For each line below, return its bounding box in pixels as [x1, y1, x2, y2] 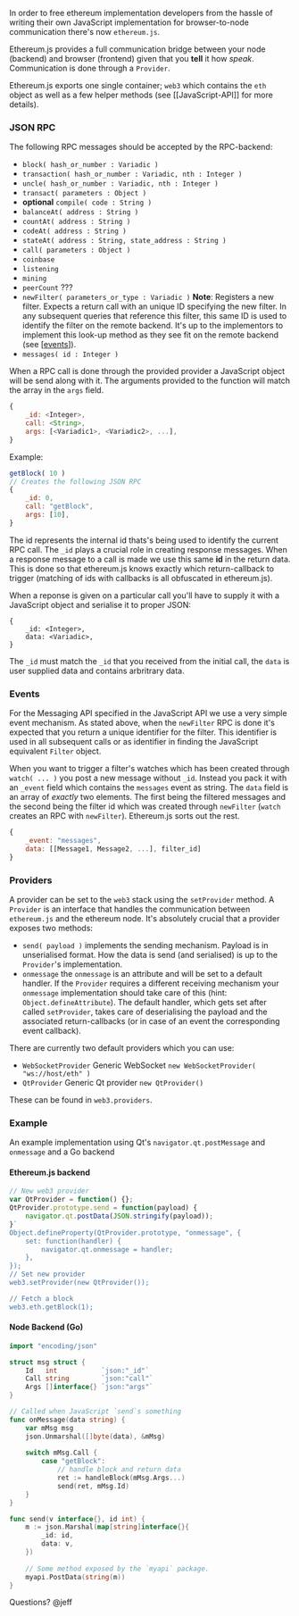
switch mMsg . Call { [25, 1448, 98, 1458]
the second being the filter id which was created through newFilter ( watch [9, 801, 281, 812]
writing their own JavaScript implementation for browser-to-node [9, 17, 250, 28]
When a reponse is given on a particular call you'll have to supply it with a [9, 589, 279, 601]
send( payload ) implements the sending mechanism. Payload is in [21, 939, 269, 950]
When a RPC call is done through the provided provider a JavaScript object [9, 366, 286, 377]
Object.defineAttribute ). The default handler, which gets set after [21, 996, 268, 1007]
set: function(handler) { [25, 1237, 122, 1245]
